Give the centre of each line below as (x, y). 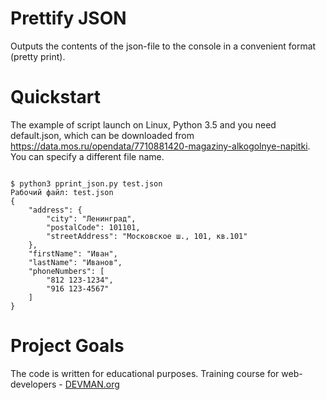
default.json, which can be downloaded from (102, 135)
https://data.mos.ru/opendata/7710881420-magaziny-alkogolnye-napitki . (160, 146)
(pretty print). (38, 56)
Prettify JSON (68, 18)
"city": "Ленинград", (91, 218)
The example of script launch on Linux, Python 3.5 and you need (143, 124)
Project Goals (67, 346)
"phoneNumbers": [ (66, 271)
